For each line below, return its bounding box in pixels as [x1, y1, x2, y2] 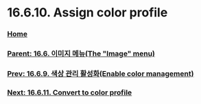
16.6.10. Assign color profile [7, 5, 168, 21]
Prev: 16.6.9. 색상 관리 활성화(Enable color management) [7, 68, 194, 78]
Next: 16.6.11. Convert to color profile [7, 88, 132, 97]
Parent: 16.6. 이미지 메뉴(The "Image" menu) [7, 49, 156, 59]
